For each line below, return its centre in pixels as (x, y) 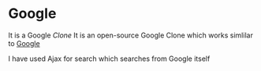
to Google (24, 43)
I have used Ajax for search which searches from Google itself (109, 59)
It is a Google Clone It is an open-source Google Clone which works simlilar (131, 35)
